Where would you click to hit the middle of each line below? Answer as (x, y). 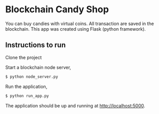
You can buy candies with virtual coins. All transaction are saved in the (80, 24)
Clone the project (24, 57)
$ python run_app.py (27, 96)
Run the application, (26, 86)
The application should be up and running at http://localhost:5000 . (75, 105)
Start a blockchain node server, (38, 67)
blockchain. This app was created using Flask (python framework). (76, 29)
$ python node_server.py (32, 77)
